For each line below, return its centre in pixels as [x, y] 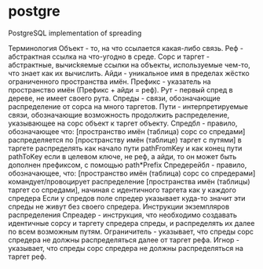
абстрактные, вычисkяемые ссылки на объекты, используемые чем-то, [130, 64]
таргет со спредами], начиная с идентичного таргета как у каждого [122, 190]
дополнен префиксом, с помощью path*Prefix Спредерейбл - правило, [128, 165]
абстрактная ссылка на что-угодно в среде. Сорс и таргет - [109, 56]
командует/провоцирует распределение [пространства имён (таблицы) [129, 181]
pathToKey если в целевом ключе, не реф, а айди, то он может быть [122, 156]
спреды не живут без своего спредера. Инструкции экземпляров [119, 206]
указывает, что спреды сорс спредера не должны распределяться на [126, 248]
